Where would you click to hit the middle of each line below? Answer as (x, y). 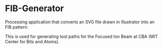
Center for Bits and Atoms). (32, 41)
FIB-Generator (34, 8)
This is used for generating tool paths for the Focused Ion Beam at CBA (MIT (81, 36)
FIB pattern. (17, 27)
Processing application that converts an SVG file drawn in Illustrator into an (80, 22)
